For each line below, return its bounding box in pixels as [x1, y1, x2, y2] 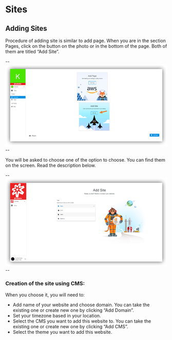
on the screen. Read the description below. [5, 162, 96, 168]
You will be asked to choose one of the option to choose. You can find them [5, 156, 165, 163]
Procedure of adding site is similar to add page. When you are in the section [5, 37, 166, 44]
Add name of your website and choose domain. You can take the [12, 302, 150, 308]
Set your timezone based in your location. [12, 312, 101, 318]
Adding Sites [5, 24, 47, 33]
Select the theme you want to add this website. [12, 329, 112, 335]
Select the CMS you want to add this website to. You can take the [12, 318, 151, 324]
